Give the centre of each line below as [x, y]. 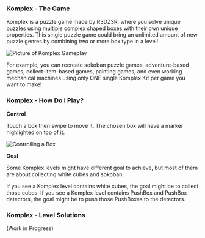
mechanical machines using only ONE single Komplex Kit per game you [96, 78]
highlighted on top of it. [36, 132]
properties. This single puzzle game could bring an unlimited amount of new [102, 35]
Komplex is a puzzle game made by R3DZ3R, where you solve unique [94, 22]
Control [16, 114]
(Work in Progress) [30, 228]
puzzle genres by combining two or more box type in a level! [82, 42]
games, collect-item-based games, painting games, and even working [94, 72]
